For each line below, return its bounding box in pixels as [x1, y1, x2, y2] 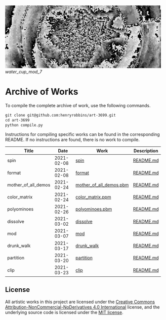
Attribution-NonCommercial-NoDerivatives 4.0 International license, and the [5, 304, 160, 310]
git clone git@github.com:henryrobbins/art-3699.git [5, 113, 116, 118]
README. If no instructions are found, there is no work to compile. [5, 137, 140, 143]
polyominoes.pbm [76, 206, 112, 212]
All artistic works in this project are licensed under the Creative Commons [5, 299, 155, 305]
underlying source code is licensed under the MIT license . [5, 309, 124, 315]
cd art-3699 [5, 118, 30, 123]
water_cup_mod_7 [5, 69, 42, 75]
